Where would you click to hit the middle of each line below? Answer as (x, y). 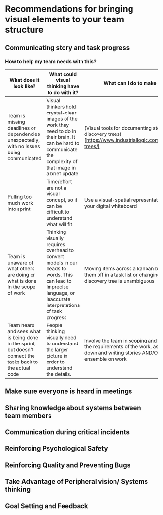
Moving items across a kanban (119, 268)
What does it (24, 80)
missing (16, 122)
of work (16, 293)
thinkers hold (61, 107)
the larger (57, 349)
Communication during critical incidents (67, 432)
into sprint (19, 209)
